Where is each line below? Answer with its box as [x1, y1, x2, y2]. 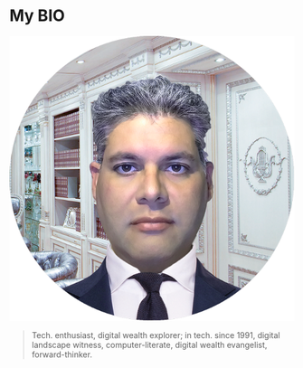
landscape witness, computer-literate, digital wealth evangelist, [31, 339, 268, 350]
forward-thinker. [31, 349, 93, 360]
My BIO [9, 5, 65, 26]
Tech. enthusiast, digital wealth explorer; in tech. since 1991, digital [31, 329, 280, 340]
